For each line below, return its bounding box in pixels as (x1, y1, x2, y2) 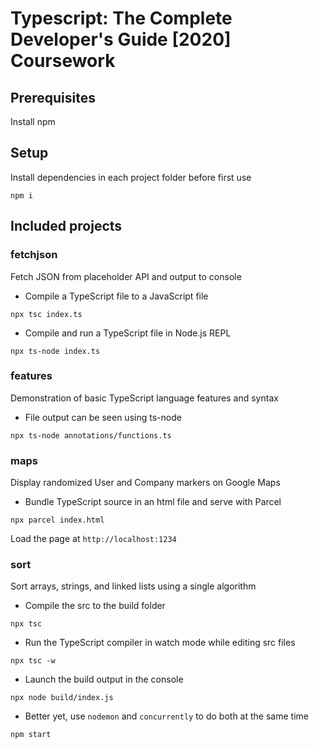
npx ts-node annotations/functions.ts (10, 430, 172, 441)
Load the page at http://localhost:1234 (10, 533, 177, 545)
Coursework (10, 50, 116, 72)
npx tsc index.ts (10, 309, 83, 319)
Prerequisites (10, 89, 96, 106)
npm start (10, 730, 52, 740)
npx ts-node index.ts (10, 346, 101, 356)
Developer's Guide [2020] (10, 28, 232, 51)
